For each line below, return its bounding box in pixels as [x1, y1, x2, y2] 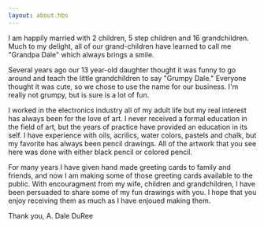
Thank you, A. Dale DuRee [8, 211, 93, 220]
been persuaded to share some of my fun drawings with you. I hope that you [8, 187, 257, 197]
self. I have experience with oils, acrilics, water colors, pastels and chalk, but [8, 131, 257, 140]
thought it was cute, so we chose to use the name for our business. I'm [8, 82, 239, 91]
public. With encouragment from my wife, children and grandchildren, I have [8, 178, 256, 189]
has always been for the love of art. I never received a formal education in [8, 113, 248, 123]
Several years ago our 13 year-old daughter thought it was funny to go [8, 64, 236, 75]
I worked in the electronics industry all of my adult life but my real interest [8, 105, 247, 115]
